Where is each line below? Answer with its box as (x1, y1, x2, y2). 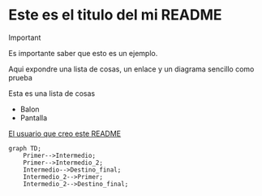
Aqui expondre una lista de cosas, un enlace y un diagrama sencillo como (8, 63, 255, 74)
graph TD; (8, 144, 42, 152)
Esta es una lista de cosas (8, 88, 96, 98)
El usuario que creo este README (8, 128, 122, 138)
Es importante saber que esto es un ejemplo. (8, 48, 158, 58)
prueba (8, 72, 32, 82)
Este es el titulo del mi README (8, 6, 222, 24)
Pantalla (19, 112, 48, 123)
